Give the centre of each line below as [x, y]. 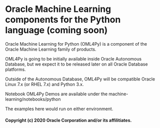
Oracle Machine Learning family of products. [51, 49]
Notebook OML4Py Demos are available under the [56, 94]
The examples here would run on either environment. [59, 109]
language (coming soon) [56, 30]
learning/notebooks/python [33, 99]
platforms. [16, 69]
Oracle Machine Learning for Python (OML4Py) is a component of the [76, 44]
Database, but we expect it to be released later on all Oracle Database [77, 64]
